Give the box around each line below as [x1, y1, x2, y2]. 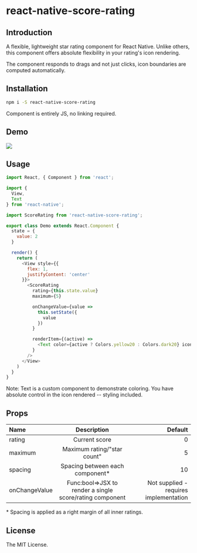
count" [83, 453, 102, 461]
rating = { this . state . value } [32, 288, 98, 294]
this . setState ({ [37, 309, 77, 315]
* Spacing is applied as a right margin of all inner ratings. [6, 508, 144, 515]
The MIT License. [6, 541, 49, 548]
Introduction [6, 28, 53, 38]
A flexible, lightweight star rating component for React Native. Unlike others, [6, 43, 190, 50]
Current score [73, 436, 111, 444]
